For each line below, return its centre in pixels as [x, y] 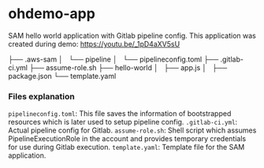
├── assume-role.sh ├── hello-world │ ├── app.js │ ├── [128, 67]
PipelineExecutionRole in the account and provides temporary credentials [127, 139]
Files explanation [41, 96]
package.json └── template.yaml [62, 76]
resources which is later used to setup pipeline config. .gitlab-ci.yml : [123, 122]
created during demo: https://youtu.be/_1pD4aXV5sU [94, 43]
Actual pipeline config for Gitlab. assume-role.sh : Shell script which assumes [132, 130]
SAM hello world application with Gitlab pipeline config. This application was [132, 35]
